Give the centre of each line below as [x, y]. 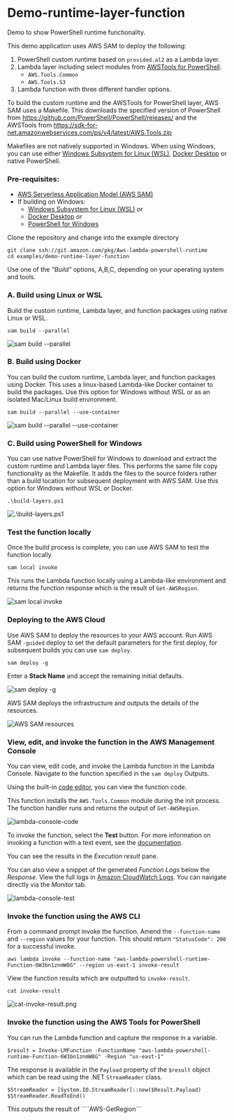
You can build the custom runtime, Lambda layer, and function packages [111, 377]
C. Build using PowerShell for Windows [75, 443]
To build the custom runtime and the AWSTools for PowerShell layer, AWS [113, 102]
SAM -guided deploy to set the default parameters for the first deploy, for [112, 643]
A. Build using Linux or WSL [55, 295]
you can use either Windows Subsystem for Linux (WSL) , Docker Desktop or [117, 153]
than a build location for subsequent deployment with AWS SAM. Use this [113, 481]
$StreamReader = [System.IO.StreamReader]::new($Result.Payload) [104, 1090]
